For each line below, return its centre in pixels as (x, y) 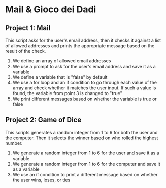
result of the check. (26, 51)
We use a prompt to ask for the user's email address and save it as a (84, 66)
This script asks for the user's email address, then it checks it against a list (83, 40)
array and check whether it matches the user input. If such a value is (84, 88)
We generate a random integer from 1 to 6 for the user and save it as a (86, 153)
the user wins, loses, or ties (41, 180)
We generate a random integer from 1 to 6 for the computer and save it (87, 164)
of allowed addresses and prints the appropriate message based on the (80, 46)
